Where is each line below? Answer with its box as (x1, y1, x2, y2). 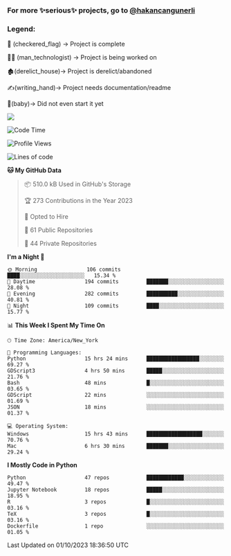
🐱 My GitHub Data (7, 166, 62, 174)
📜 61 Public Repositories (24, 226, 93, 234)
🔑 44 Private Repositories (24, 240, 97, 248)
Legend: (7, 24, 36, 33)
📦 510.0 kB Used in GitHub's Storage (24, 180, 131, 188)
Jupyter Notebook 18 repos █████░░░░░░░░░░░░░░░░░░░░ (7, 487, 225, 494)
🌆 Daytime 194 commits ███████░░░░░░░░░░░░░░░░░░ (7, 278, 225, 285)
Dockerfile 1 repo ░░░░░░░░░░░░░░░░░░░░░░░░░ (7, 523, 225, 530)
